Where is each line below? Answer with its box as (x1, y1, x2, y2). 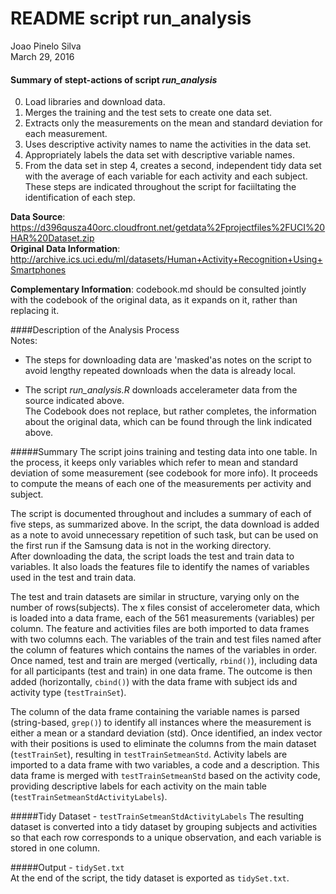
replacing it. (10, 305, 60, 317)
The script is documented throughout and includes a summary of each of (10, 508, 312, 520)
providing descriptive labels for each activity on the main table (10, 780, 268, 792)
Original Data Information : (10, 243, 121, 255)
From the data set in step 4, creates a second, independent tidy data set (24, 160, 322, 172)
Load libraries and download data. (24, 96, 166, 108)
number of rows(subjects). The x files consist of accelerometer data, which (10, 602, 320, 614)
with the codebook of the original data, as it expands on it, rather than (10, 294, 298, 306)
